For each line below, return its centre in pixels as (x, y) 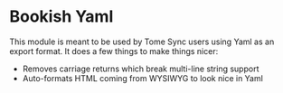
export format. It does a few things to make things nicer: (114, 51)
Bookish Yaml (61, 17)
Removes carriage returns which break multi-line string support (141, 69)
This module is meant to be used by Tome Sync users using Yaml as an (142, 42)
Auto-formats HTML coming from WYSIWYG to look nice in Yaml (143, 78)
